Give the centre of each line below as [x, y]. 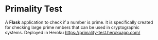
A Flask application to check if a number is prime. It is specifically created [79, 22]
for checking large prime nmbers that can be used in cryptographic [72, 27]
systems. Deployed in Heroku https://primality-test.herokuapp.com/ [73, 32]
